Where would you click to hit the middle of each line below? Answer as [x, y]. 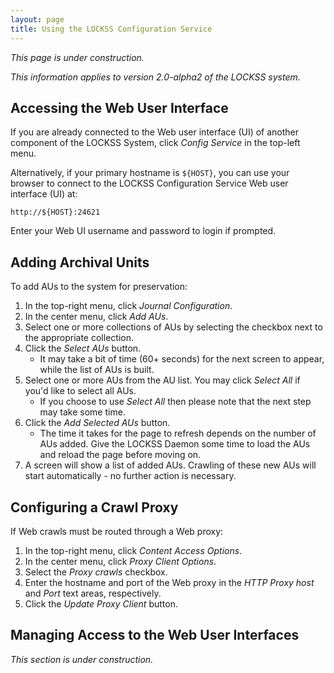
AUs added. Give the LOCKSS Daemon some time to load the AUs [175, 444]
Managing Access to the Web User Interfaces [155, 635]
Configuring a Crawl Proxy [94, 507]
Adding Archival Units [80, 262]
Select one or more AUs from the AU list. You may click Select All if [162, 380]
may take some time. [82, 412]
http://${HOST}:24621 [55, 212]
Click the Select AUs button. [83, 348]
